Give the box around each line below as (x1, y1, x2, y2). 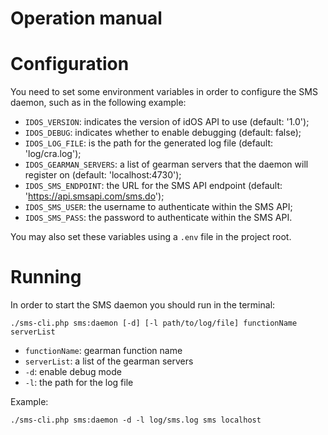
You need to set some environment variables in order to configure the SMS (10, 86, 318, 98)
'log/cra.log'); (24, 148, 82, 160)
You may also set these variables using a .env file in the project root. (10, 231, 292, 243)
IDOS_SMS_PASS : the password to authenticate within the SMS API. (24, 212, 293, 224)
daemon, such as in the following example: (10, 97, 187, 109)
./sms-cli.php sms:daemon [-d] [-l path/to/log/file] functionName (10, 318, 298, 329)
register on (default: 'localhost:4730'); (24, 169, 182, 181)
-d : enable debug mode (24, 366, 122, 378)
